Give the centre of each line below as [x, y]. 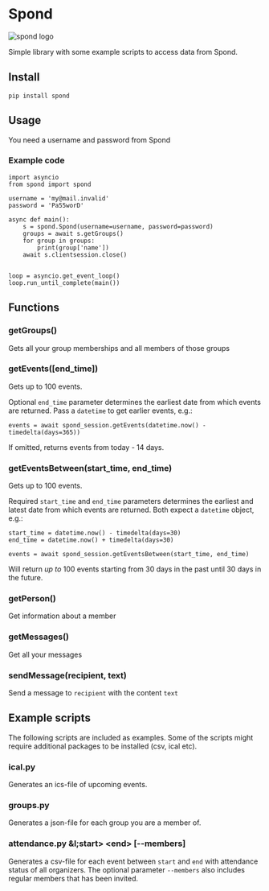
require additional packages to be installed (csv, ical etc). [103, 746]
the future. [26, 578]
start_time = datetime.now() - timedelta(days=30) [95, 533]
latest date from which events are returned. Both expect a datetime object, [131, 510]
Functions [34, 308]
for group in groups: [59, 241]
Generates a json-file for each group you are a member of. [105, 823]
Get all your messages [45, 654]
